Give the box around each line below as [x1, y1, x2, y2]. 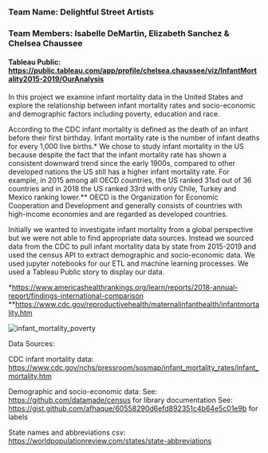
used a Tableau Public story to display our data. [8, 267, 165, 277]
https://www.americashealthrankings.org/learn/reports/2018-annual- [11, 282, 238, 293]
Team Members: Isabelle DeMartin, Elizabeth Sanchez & [8, 27, 230, 38]
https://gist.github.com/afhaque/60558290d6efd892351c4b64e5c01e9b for [8, 404, 258, 413]
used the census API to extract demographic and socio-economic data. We [8, 250, 255, 260]
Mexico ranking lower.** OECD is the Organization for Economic [8, 192, 219, 202]
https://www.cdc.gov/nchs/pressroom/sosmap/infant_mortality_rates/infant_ [8, 363, 259, 372]
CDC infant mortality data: [8, 354, 94, 364]
